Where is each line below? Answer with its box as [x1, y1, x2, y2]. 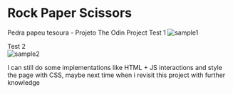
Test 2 [7, 42, 26, 50]
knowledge [7, 78, 41, 86]
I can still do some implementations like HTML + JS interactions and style [7, 63, 223, 71]
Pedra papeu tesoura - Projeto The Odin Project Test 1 [7, 28, 166, 37]
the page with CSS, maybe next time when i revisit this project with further [7, 71, 226, 79]
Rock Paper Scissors [7, 5, 132, 21]
